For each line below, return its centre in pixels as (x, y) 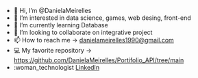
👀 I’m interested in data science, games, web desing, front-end (102, 18)
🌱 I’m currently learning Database (61, 25)
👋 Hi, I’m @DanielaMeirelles (52, 11)
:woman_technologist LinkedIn (57, 67)
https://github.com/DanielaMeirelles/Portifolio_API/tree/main (99, 60)
